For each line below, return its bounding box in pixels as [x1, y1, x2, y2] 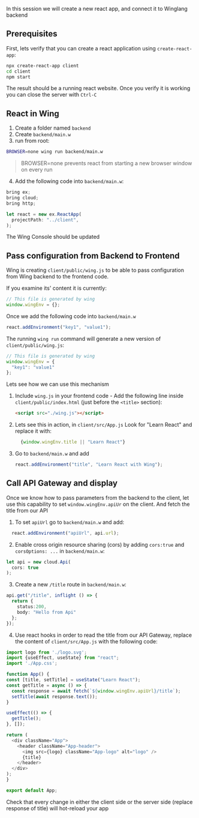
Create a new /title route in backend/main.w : [14, 581, 127, 588]
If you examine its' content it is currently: [6, 284, 107, 292]
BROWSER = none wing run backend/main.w [6, 149, 103, 155]
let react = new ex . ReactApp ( [6, 211, 82, 217]
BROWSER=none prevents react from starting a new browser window [20, 160, 192, 167]
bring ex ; [6, 189, 31, 196]
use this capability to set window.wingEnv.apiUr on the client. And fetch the [6, 501, 190, 508]
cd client [6, 68, 31, 74]
